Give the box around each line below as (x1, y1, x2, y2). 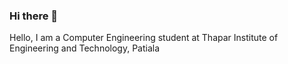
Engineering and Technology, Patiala (9, 42, 161, 54)
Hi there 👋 (9, 9, 59, 23)
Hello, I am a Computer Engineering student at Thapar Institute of (9, 32, 279, 44)
